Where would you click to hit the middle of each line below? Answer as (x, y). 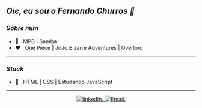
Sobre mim (23, 28)
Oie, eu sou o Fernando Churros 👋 (71, 11)
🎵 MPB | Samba (36, 41)
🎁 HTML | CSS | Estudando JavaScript (64, 82)
